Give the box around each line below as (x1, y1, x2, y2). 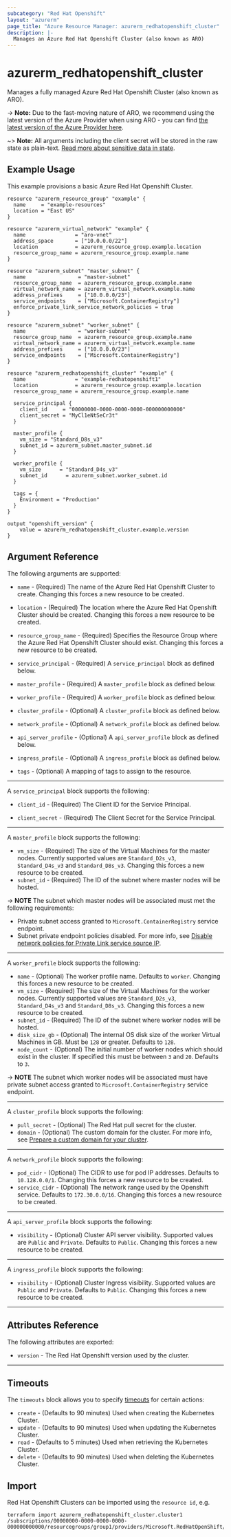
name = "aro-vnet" (13, 231, 112, 238)
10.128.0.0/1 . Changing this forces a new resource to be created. (16, 1175, 203, 1184)
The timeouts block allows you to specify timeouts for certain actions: (7, 1395, 205, 1404)
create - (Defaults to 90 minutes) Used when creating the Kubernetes (16, 1409, 214, 1417)
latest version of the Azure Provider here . (7, 123, 124, 131)
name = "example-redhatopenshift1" (13, 375, 162, 382)
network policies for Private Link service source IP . (16, 939, 162, 947)
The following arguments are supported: (7, 569, 122, 578)
